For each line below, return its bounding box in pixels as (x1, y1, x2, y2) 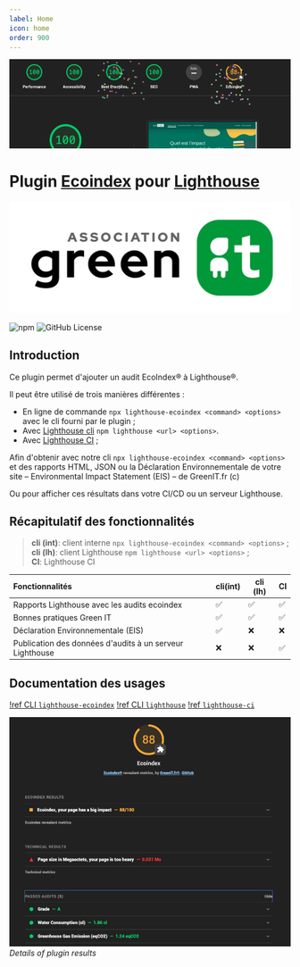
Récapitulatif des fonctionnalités (9, 514, 195, 529)
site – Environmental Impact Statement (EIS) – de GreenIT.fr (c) (9, 471, 240, 481)
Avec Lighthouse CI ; (21, 434, 99, 446)
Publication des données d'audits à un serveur (12, 638, 184, 648)
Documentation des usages (9, 675, 166, 691)
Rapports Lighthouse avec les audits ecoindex (12, 599, 183, 610)
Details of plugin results (9, 947, 96, 959)
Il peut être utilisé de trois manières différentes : (9, 388, 185, 399)
